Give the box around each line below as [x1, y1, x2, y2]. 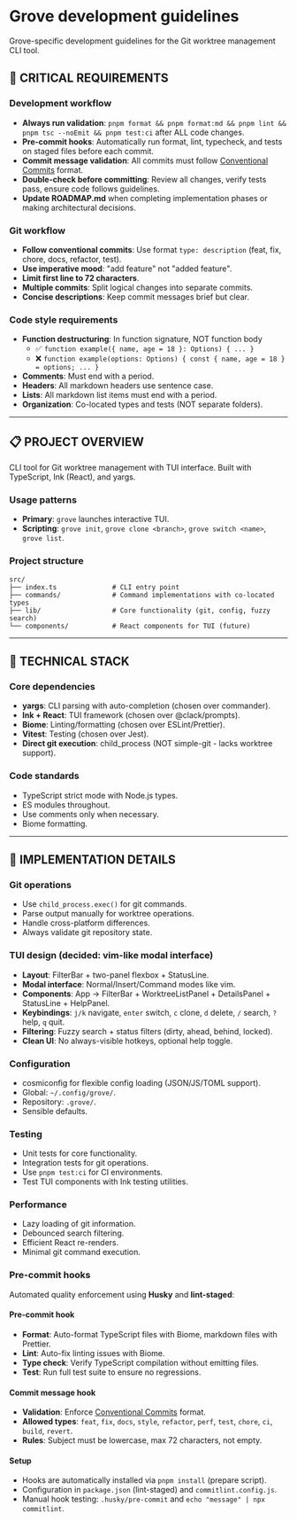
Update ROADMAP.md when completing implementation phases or [21, 192, 268, 203]
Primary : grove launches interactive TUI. [21, 514, 170, 525]
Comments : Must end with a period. [21, 370, 155, 382]
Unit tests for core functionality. [21, 1148, 138, 1158]
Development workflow [9, 97, 112, 110]
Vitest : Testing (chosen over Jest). [21, 729, 149, 739]
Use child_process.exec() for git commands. [21, 899, 187, 909]
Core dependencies [9, 680, 95, 692]
